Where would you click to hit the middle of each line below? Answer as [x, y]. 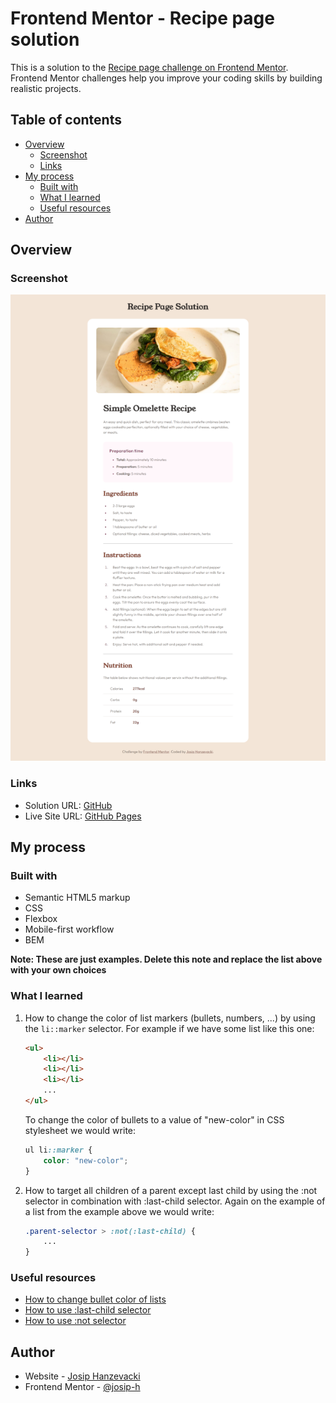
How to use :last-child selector [88, 1310]
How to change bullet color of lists [95, 1299]
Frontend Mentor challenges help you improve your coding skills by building [166, 78]
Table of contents [66, 120]
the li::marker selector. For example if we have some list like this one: [169, 1028]
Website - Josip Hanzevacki [82, 1376]
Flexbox [41, 919]
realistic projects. [46, 88]
